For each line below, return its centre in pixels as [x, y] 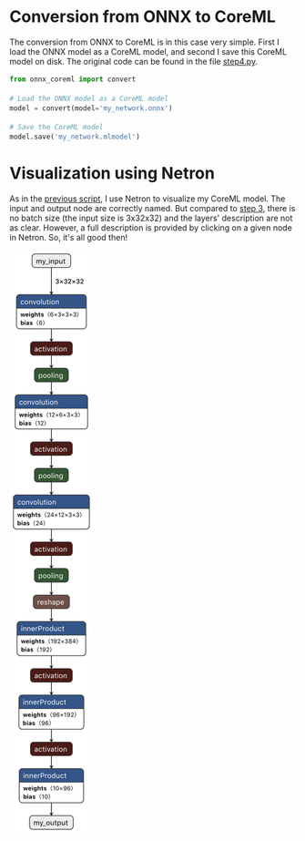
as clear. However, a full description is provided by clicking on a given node [151, 228]
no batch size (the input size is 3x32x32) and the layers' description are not [151, 218]
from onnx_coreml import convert [73, 79]
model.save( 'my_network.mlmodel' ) [75, 137]
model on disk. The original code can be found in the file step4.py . [133, 61]
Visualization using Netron [112, 174]
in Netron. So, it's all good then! [69, 237]
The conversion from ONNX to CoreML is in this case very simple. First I [144, 42]
